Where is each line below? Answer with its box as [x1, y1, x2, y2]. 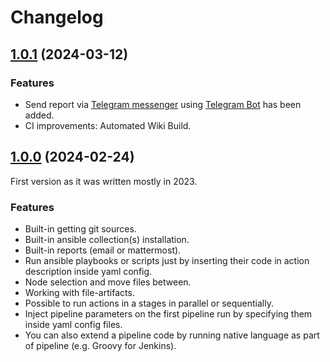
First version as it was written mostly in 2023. [10, 175, 198, 187]
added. [24, 109, 55, 121]
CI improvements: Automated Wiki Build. [24, 119, 192, 131]
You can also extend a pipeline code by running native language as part [24, 329, 320, 341]
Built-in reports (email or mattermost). [24, 244, 182, 256]
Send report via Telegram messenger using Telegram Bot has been [24, 98, 302, 110]
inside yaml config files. [24, 318, 123, 330]
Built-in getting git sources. [24, 222, 137, 235]
